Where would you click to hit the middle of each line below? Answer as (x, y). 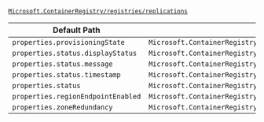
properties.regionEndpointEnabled (77, 96)
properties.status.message (62, 64)
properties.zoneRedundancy (62, 107)
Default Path (76, 30)
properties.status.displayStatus (75, 53)
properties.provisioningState (69, 42)
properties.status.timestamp (66, 75)
